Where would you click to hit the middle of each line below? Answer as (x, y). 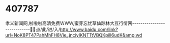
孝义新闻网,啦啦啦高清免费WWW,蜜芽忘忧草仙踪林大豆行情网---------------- (85, 23)
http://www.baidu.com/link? (89, 29)
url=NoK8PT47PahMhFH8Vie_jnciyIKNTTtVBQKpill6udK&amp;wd (74, 35)
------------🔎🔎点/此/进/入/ (33, 29)
